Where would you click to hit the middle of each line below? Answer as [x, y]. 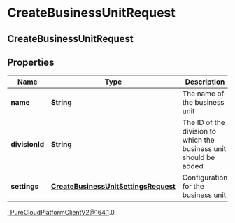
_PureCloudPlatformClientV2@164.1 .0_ [62, 213]
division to [199, 131]
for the [193, 187]
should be [199, 157]
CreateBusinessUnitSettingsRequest [114, 187]
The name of [203, 94]
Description [205, 82]
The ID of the [204, 122]
